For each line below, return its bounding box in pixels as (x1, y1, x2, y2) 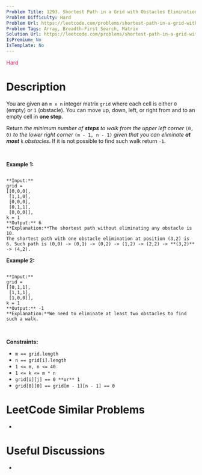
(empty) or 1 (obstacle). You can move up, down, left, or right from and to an (6, 106, 195, 113)
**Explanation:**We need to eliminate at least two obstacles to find (6, 310, 187, 316)
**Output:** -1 (6, 305, 44, 311)
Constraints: (6, 338, 38, 345)
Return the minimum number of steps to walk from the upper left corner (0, (6, 124, 194, 131)
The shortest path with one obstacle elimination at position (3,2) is (6, 236, 189, 242)
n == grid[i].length (14, 357, 67, 363)
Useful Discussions (6, 444, 105, 458)
